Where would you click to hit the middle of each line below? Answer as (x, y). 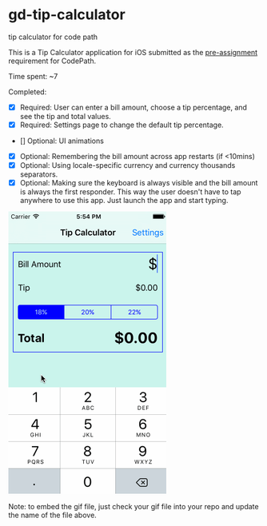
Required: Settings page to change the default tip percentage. (122, 125)
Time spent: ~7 (33, 76)
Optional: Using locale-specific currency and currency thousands (128, 165)
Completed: (28, 92)
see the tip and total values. (66, 116)
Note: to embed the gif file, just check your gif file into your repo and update (133, 507)
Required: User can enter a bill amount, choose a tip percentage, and (133, 107)
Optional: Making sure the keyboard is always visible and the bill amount (139, 183)
